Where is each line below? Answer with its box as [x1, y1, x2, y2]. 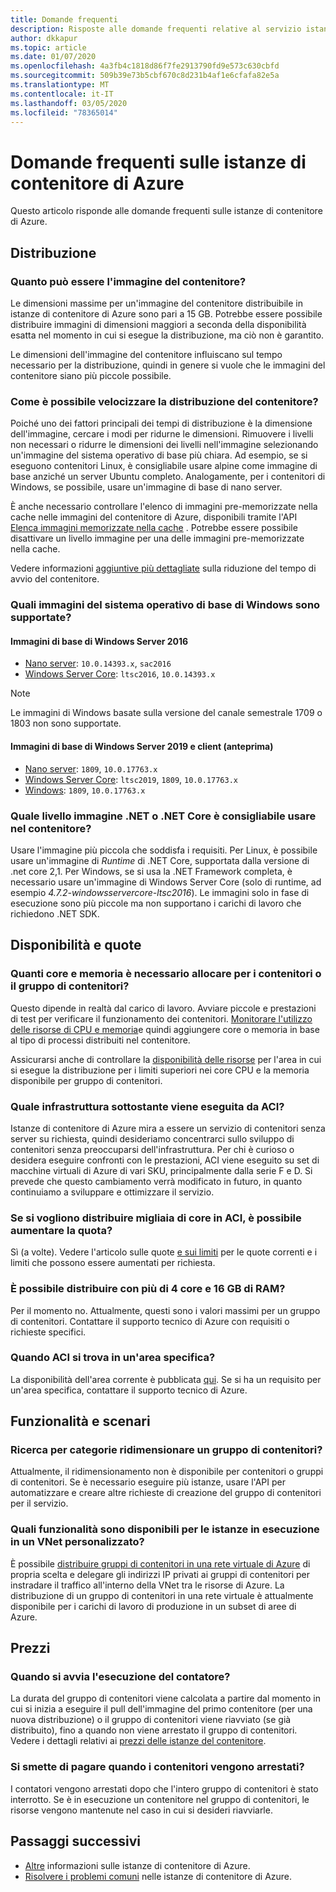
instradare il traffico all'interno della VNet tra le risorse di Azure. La [10, 1579, 285, 1591]
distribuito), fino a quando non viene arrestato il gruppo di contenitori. [10, 1724, 298, 1736]
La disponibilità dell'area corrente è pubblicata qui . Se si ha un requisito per [10, 1373, 322, 1385]
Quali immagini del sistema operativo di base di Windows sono [10, 598, 321, 612]
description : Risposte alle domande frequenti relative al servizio [10, 24, 302, 34]
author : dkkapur [10, 33, 78, 43]
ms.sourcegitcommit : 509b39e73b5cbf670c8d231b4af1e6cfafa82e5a [10, 71, 280, 81]
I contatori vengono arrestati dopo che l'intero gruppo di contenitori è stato [10, 1782, 319, 1795]
